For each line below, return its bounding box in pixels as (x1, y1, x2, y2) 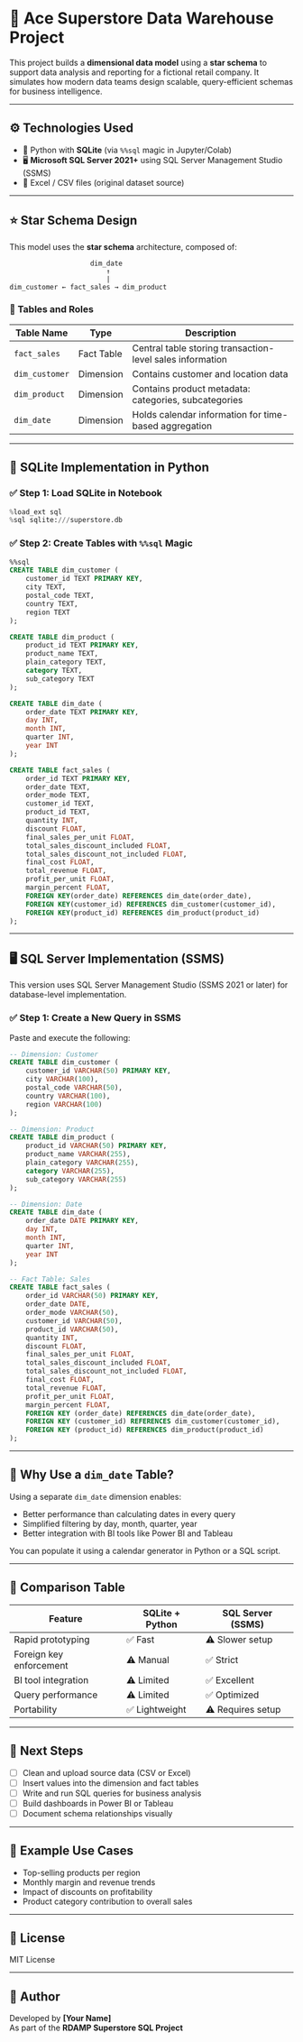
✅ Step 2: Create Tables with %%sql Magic (9, 537, 194, 549)
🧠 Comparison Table (9, 1580, 126, 1596)
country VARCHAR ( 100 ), (25, 1091, 111, 1100)
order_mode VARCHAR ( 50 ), (25, 1308, 119, 1318)
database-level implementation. (9, 989, 127, 1000)
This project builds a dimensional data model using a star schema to (9, 57, 268, 68)
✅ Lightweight (125, 1703, 187, 1715)
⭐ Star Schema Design (9, 213, 138, 228)
